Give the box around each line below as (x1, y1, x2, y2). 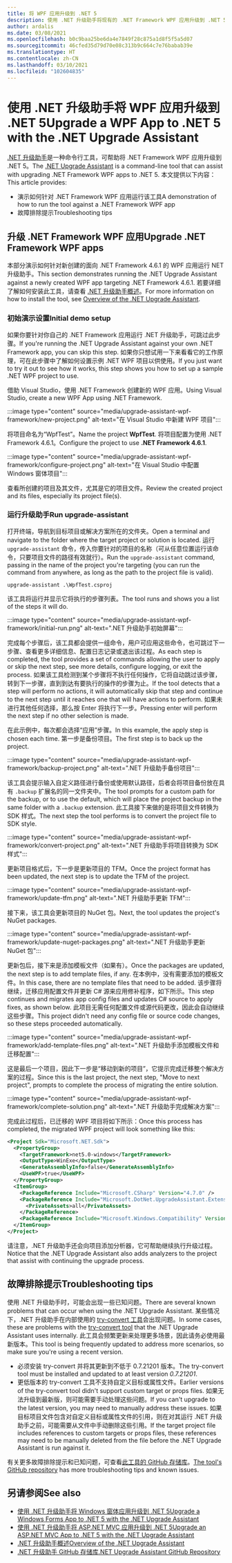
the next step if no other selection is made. (7, 711, 129, 719)
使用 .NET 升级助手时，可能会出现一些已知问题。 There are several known (7, 1298, 216, 1306)
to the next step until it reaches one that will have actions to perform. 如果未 (7, 695, 223, 703)
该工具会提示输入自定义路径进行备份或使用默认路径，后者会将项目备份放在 (7, 778, 219, 786)
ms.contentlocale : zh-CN (7, 55, 79, 62)
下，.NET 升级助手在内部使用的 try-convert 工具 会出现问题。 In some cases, (7, 1315, 222, 1323)
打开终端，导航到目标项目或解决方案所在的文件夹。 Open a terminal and (7, 527, 211, 536)
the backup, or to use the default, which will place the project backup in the (7, 795, 222, 803)
